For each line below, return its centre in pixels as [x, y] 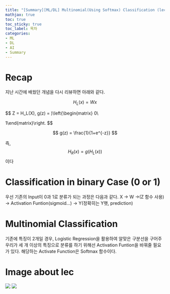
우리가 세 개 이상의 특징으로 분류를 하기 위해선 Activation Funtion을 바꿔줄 [79, 245]
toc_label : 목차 [21, 29]
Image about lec [40, 272]
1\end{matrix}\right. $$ [29, 123]
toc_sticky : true [24, 24]
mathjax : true [20, 15]
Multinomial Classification [61, 224]
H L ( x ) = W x [85, 103]
